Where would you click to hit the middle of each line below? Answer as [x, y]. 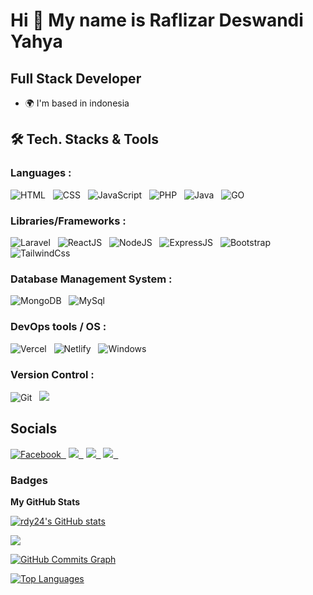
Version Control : [52, 374]
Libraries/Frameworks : [68, 221]
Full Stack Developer [76, 78]
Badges [29, 480]
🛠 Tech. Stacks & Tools [84, 139]
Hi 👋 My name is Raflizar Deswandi [157, 20]
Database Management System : [91, 279]
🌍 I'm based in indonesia [77, 103]
